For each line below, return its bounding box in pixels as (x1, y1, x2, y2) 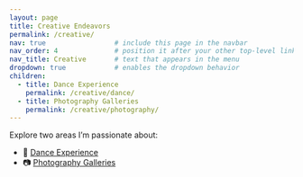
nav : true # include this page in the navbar (9, 38, 248, 48)
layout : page (9, 13, 59, 22)
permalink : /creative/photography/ (25, 105, 160, 114)
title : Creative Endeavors (9, 22, 111, 31)
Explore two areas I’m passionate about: (9, 129, 159, 140)
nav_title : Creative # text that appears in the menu (9, 55, 241, 64)
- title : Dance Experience (17, 80, 119, 89)
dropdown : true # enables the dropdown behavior (9, 64, 241, 73)
